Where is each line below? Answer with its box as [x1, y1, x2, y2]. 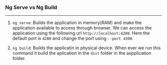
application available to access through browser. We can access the [12, 25, 152, 31]
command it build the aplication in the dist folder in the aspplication [12, 50, 152, 56]
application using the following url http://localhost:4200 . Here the [12, 30, 150, 36]
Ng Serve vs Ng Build [5, 4, 57, 11]
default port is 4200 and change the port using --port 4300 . [12, 35, 134, 41]
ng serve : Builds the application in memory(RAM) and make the [12, 20, 142, 26]
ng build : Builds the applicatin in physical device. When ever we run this [12, 45, 161, 51]
